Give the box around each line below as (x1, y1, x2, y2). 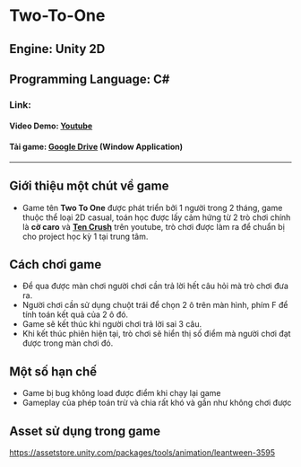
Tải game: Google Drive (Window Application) (9, 141, 184, 153)
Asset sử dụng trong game (9, 423, 161, 438)
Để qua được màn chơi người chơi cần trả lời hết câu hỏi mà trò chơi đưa (21, 280, 289, 292)
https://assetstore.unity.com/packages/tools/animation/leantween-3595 (9, 446, 276, 458)
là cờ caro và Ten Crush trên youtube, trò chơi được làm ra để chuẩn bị (21, 221, 285, 232)
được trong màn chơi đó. (21, 338, 114, 348)
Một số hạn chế (9, 364, 97, 379)
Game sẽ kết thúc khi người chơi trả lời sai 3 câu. (21, 319, 202, 330)
